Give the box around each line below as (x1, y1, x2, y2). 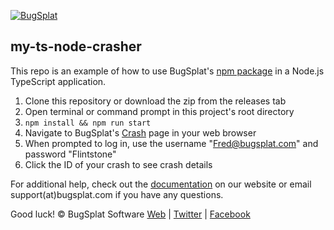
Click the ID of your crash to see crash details (24, 158, 213, 170)
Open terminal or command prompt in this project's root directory (24, 105, 295, 117)
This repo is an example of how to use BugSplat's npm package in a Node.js (10, 65, 325, 77)
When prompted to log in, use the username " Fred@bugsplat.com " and (24, 137, 319, 149)
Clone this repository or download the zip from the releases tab (24, 95, 287, 107)
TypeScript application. (10, 75, 107, 87)
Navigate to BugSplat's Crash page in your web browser (24, 126, 257, 139)
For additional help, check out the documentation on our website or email (10, 178, 312, 190)
